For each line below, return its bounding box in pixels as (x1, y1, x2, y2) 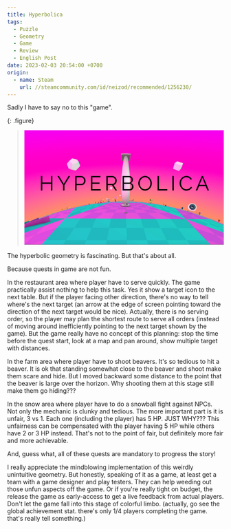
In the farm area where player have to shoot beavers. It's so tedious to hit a (7, 358, 220, 366)
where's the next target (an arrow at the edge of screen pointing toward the (7, 300, 221, 309)
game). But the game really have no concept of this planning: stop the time (7, 330, 219, 338)
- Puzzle (13, 25, 38, 32)
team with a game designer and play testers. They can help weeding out (7, 478, 212, 486)
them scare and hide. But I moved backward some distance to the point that (7, 372, 222, 380)
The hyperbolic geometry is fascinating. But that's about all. (7, 252, 177, 260)
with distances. (7, 344, 50, 352)
